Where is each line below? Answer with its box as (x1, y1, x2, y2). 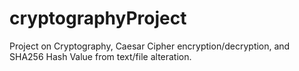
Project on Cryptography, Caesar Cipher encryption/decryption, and (9, 40, 291, 52)
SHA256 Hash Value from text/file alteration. (9, 50, 192, 62)
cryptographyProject (9, 7, 187, 30)
